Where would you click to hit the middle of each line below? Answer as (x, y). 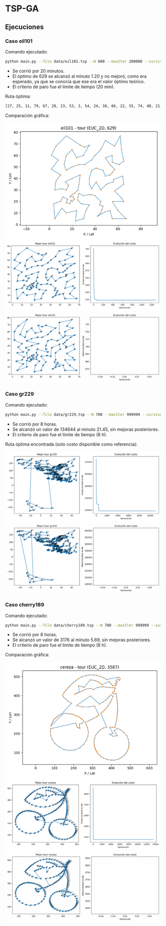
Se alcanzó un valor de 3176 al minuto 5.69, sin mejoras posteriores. (82, 640)
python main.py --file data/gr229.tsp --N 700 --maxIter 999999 (73, 414)
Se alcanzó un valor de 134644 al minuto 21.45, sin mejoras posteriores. (85, 429)
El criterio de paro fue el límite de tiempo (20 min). (63, 87)
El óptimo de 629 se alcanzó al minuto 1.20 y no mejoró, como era (79, 76)
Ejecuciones (24, 27)
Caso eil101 (19, 41)
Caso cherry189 (25, 605)
